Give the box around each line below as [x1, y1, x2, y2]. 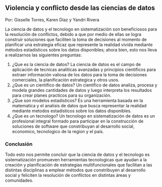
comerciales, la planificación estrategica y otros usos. [12, 77, 119, 83]
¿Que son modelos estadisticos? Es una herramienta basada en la [12, 97, 144, 103]
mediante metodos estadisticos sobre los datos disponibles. [12, 108, 132, 114]
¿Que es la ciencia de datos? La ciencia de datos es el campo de [12, 61, 141, 67]
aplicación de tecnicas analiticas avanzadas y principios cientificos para [12, 67, 156, 72]
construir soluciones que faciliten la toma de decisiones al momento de [5, 36, 147, 42]
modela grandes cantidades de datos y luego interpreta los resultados [12, 87, 152, 93]
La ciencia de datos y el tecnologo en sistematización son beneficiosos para [5, 26, 157, 32]
